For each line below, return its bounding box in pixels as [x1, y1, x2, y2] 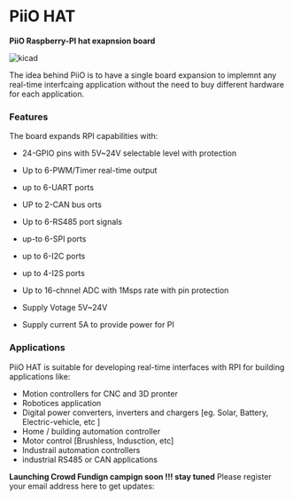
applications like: [9, 371, 71, 381]
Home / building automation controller [21, 426, 161, 436]
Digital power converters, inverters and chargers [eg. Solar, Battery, [21, 407, 269, 418]
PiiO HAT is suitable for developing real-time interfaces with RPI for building [9, 361, 285, 373]
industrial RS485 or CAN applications [21, 454, 158, 465]
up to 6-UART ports [21, 182, 95, 193]
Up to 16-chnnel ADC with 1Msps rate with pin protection [21, 285, 229, 296]
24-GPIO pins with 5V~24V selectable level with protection [21, 148, 237, 158]
